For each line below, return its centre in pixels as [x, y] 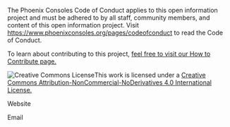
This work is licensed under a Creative [150, 75]
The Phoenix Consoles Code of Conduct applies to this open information [113, 10]
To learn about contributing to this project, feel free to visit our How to [109, 54]
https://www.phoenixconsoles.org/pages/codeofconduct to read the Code [115, 32]
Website [19, 104]
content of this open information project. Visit [73, 25]
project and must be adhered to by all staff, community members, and [109, 18]
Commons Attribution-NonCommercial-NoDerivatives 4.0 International [109, 83]
